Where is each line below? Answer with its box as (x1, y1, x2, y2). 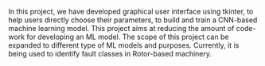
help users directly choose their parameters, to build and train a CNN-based (8, 15, 258, 25)
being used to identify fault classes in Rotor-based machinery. (8, 49, 212, 58)
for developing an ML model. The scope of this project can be (26, 32, 229, 41)
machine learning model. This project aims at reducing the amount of (8, 24, 235, 33)
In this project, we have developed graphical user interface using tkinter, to (8, 7, 254, 16)
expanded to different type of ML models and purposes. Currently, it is (8, 41, 240, 50)
